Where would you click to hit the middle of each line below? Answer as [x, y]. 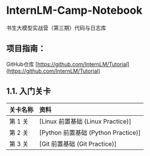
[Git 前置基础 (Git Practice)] [78, 143]
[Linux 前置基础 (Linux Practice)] [85, 121]
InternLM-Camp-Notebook [74, 10]
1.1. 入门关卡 [28, 91]
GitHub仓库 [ [22, 64]
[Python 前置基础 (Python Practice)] [90, 133]
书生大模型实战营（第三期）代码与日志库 [56, 28]
